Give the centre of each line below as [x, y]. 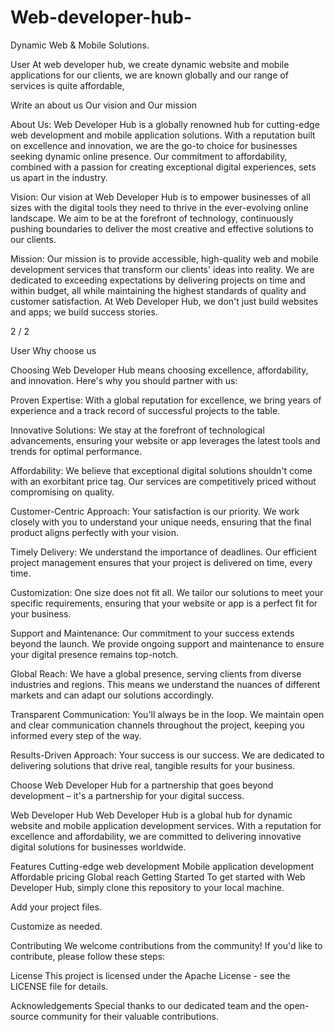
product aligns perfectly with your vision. [95, 532]
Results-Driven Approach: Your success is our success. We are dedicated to [167, 755]
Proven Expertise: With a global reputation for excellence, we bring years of [166, 400]
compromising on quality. [62, 492]
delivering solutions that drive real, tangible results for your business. [152, 765]
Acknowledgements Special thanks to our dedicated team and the [146, 1005]
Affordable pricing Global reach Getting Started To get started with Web [158, 877]
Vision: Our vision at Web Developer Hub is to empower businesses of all [160, 197]
